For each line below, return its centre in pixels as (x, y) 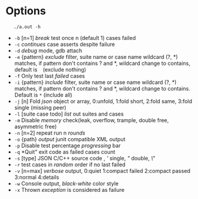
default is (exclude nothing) (50, 69)
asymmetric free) (36, 126)
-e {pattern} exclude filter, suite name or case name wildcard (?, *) (96, 57)
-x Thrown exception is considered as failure (69, 189)
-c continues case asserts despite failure (64, 44)
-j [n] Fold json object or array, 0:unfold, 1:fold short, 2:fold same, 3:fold (103, 101)
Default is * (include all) (43, 95)
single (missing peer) (40, 107)
